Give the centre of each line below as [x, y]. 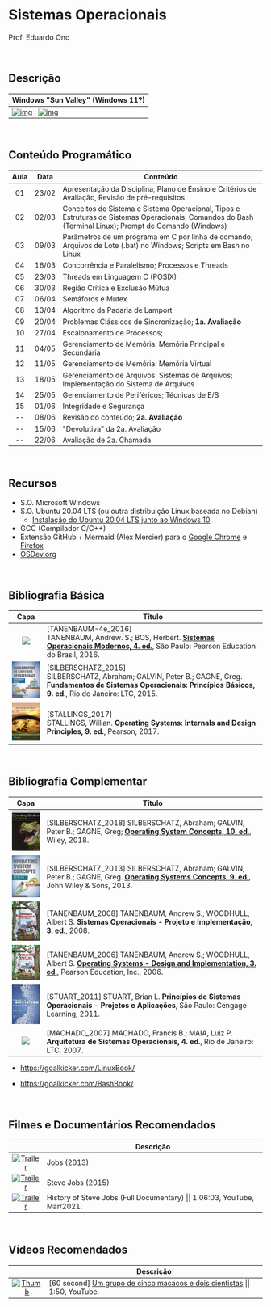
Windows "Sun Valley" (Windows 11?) [78, 100]
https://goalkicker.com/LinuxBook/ [77, 1068]
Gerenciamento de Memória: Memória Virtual [137, 364]
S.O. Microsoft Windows [60, 503]
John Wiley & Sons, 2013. [90, 886]
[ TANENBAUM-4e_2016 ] [90, 629]
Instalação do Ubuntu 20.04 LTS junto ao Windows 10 [121, 520]
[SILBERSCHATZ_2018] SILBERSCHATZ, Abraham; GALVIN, [146, 823]
